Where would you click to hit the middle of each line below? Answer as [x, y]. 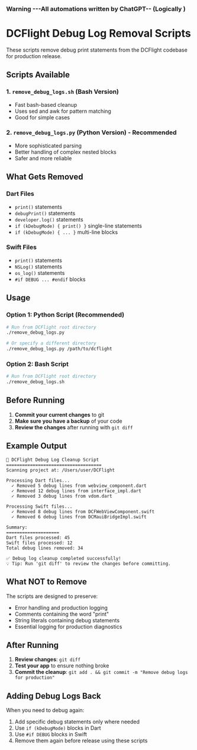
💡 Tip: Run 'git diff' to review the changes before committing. [89, 564]
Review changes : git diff [48, 659]
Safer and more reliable [43, 158]
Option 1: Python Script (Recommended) [65, 315]
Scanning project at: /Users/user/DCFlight [61, 470]
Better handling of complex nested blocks [65, 152]
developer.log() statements [49, 219]
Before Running [35, 401]
